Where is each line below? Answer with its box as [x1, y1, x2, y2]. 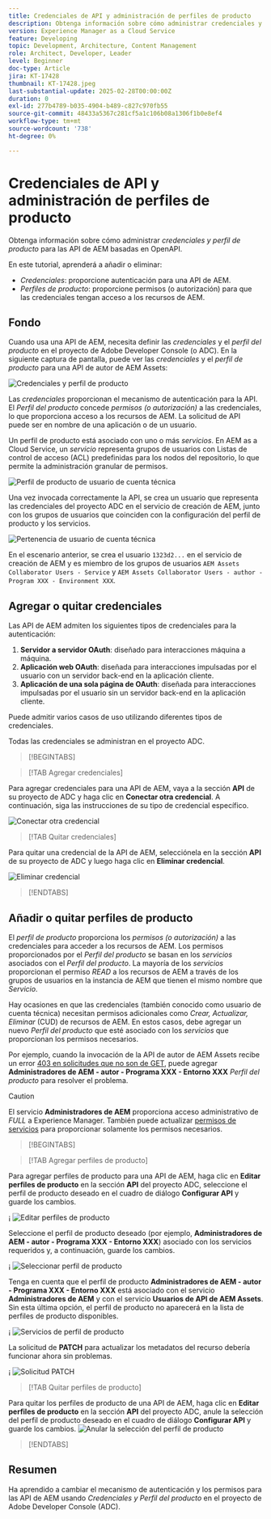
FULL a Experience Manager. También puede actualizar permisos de [8, 1115, 237, 1125]
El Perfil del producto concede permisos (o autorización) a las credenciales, [8, 403, 262, 413]
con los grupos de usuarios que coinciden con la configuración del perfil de [8, 510, 261, 520]
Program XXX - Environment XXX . [8, 576, 116, 586]
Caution [8, 1091, 35, 1101]
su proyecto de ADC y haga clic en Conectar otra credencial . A [8, 792, 221, 802]
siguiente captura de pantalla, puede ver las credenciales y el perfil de [8, 354, 243, 364]
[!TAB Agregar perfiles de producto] [28, 1156, 148, 1165]
